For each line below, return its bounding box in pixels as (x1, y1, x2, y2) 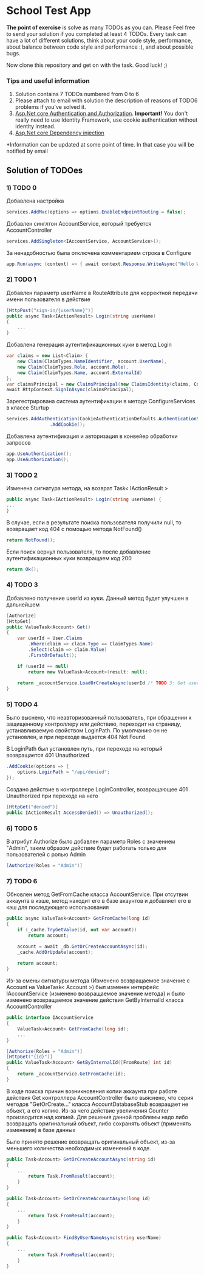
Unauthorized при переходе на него (6, 792, 98, 800)
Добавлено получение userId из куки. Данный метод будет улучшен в (6, 594, 189, 602)
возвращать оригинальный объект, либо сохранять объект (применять (6, 1120, 191, 1127)
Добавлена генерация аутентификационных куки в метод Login (6, 341, 172, 349)
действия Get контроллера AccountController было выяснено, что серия (6, 1094, 194, 1101)
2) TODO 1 (6, 275, 36, 283)
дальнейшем (6, 600, 40, 608)
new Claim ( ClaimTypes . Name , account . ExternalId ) (17, 369, 143, 376)
